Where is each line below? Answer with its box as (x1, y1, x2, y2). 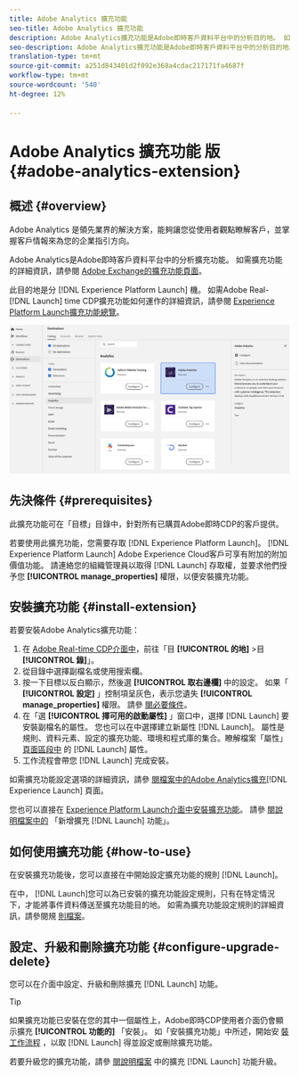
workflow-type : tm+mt (9, 71, 90, 80)
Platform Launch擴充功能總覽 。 (9, 306, 125, 317)
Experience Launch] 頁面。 (9, 785, 109, 796)
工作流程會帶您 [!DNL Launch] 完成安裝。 (21, 755, 174, 766)
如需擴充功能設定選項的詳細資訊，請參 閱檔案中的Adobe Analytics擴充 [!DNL (9, 774, 287, 785)
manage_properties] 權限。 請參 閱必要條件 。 (21, 699, 192, 710)
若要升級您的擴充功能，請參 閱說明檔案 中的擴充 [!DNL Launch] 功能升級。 (9, 1056, 282, 1067)
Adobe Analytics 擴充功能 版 (9, 141, 221, 161)
